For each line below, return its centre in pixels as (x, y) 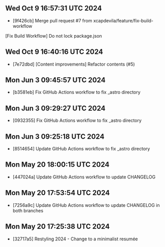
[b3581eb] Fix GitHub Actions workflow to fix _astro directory (76, 92)
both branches (28, 210)
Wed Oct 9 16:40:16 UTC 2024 (54, 52)
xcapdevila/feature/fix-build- (123, 20)
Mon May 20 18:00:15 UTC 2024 (57, 165)
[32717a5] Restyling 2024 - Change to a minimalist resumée (75, 239)
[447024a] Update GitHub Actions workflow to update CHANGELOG (84, 177)
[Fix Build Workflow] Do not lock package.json (54, 36)
